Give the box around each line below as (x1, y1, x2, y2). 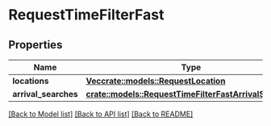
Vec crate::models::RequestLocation (85, 75, 226, 86)
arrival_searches (12, 89, 78, 99)
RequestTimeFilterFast (8, 6, 165, 24)
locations (12, 75, 49, 86)
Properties (8, 38, 63, 52)
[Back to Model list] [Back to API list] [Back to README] (8, 109, 194, 119)
